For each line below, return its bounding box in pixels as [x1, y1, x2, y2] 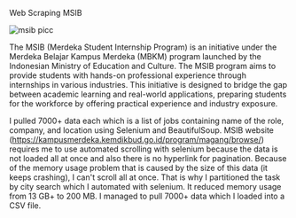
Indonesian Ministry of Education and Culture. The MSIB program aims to [9, 61, 277, 71]
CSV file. [9, 200, 42, 211]
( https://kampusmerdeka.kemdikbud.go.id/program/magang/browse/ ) [9, 135, 264, 144]
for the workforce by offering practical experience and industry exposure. [9, 98, 278, 109]
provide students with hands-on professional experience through [9, 70, 246, 81]
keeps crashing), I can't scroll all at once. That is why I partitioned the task [9, 172, 281, 183]
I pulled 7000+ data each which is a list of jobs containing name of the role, [9, 115, 284, 126]
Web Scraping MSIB [9, 8, 82, 18]
